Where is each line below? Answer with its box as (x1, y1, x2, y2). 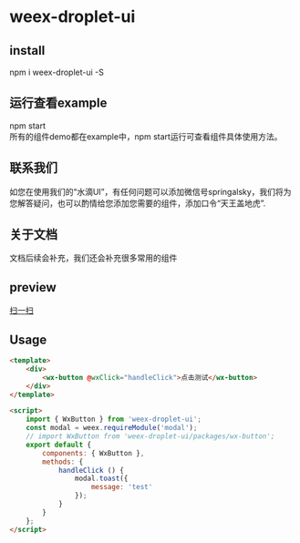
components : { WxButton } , (42, 448, 145, 457)
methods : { (42, 457, 84, 466)
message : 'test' (90, 483, 153, 492)
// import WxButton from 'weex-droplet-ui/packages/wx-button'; (26, 432, 275, 441)
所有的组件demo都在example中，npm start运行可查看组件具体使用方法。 (9, 130, 283, 142)
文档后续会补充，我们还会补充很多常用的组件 (9, 252, 178, 263)
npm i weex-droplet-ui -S (9, 67, 105, 77)
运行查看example (9, 96, 108, 111)
